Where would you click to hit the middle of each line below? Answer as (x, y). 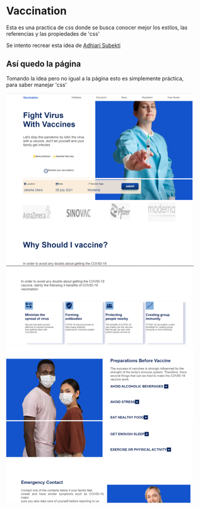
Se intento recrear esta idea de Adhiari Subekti (63, 45)
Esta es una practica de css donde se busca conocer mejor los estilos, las (97, 27)
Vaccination (37, 11)
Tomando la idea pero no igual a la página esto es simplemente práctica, (95, 78)
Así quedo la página (44, 64)
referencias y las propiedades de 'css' (53, 33)
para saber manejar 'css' (37, 85)
